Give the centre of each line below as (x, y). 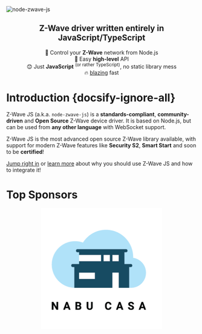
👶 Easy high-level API (102, 59)
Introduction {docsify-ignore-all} (91, 98)
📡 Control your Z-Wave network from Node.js (102, 52)
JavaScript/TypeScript (102, 38)
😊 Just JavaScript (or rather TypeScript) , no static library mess (102, 65)
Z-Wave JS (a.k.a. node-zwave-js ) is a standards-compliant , (81, 115)
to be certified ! (25, 152)
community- (173, 115)
